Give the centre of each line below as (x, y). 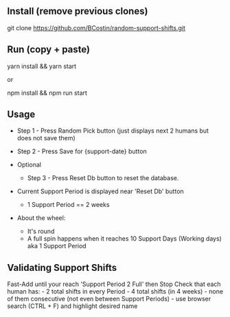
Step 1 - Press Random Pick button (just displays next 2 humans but (113, 131)
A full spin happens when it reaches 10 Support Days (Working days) (124, 239)
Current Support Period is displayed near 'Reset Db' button (100, 191)
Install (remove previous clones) (78, 11)
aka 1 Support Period (57, 246)
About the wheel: (41, 218)
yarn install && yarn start (42, 66)
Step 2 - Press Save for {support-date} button (82, 151)
